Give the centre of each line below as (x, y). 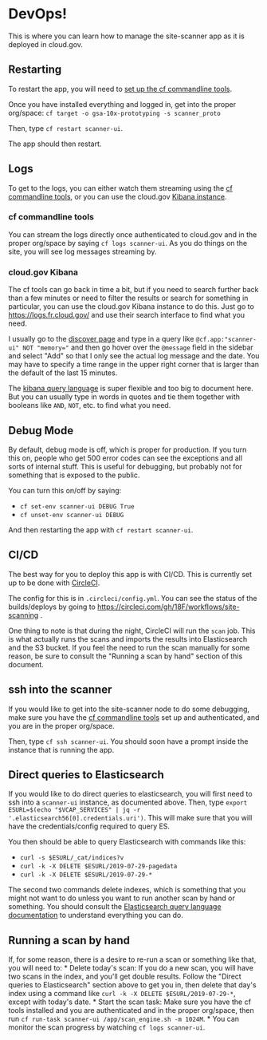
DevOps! (38, 14)
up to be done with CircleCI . (54, 583)
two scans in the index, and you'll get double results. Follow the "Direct (125, 977)
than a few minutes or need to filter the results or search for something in (128, 298)
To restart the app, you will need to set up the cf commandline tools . (120, 89)
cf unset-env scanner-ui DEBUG (72, 515)
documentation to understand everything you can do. (96, 915)
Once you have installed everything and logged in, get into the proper (122, 104)
